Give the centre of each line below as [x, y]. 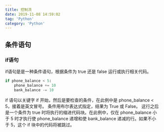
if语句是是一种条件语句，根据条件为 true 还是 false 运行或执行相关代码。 [78, 71]
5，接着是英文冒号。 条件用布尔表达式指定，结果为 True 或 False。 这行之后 [82, 106]
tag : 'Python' [20, 19]
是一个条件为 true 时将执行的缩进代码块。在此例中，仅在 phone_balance [78, 112]
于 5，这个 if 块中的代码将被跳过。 [40, 125]
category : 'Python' [25, 23]
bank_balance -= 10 [34, 90]
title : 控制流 [18, 10]
